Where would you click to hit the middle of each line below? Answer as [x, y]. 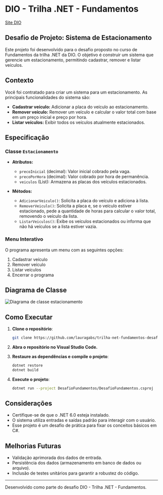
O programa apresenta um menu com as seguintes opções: [64, 250]
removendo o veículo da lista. [49, 216]
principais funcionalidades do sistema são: [48, 97]
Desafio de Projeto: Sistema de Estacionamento [78, 38]
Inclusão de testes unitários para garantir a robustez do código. [75, 473]
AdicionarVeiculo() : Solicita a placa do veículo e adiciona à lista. [84, 201]
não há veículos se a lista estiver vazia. [58, 227]
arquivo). [21, 468]
